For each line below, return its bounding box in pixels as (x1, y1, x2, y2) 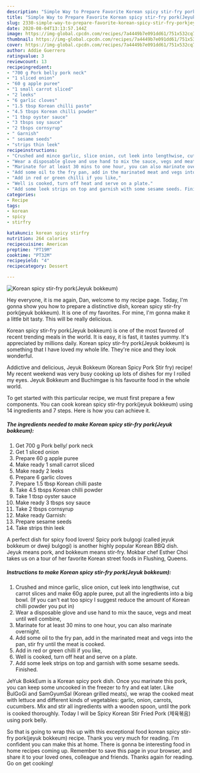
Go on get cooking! (7, 759, 54, 766)
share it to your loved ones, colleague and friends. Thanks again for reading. (7, 753, 193, 760)
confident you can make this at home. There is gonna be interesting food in (7, 740, 191, 748)
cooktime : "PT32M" (7, 252, 52, 258)
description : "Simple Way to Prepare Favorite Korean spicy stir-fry (7, 8, 183, 15)
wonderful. (7, 352, 33, 359)
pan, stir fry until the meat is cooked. (15, 640, 106, 647)
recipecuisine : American (7, 241, 68, 247)
